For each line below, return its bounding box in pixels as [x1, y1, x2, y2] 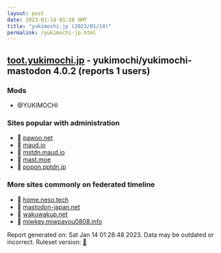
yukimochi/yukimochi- [92, 54, 192, 66]
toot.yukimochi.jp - [7, 54, 91, 66]
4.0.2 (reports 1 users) [53, 65, 151, 77]
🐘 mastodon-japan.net [16, 202, 81, 211]
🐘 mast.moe [16, 155, 51, 164]
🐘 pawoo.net [16, 134, 53, 142]
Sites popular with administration [7, 118, 120, 127]
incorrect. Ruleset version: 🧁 [7, 237, 87, 246]
